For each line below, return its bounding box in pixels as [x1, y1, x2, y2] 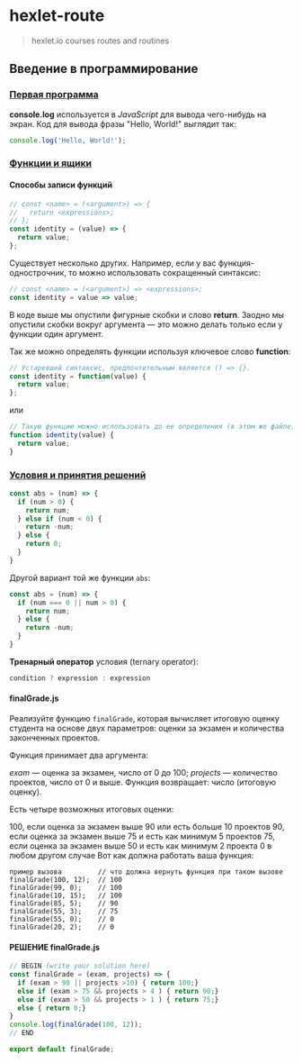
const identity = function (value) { [9, 371, 147, 381]
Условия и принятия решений [9, 468, 147, 481]
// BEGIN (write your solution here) [9, 961, 151, 971]
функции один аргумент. [9, 328, 103, 339]
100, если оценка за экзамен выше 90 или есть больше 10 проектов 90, [9, 822, 285, 831]
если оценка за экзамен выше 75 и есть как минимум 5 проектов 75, [9, 831, 276, 841]
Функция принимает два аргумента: [9, 750, 148, 760]
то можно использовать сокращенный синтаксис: [68, 267, 261, 277]
